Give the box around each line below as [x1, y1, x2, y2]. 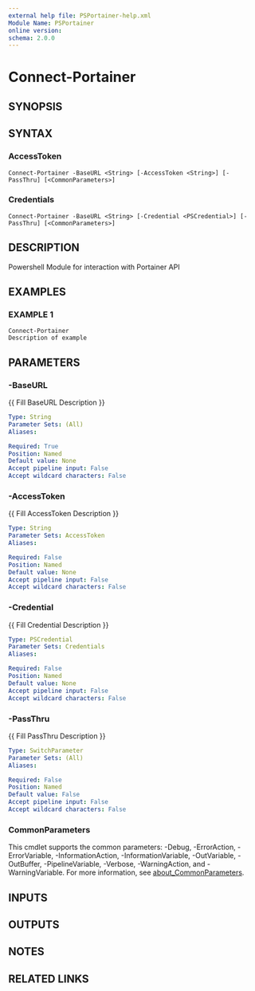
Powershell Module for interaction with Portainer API [8, 262, 181, 272]
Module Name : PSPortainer [8, 19, 94, 27]
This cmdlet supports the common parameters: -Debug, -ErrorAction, [8, 842, 237, 852]
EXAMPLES [8, 285, 66, 299]
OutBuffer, [8, 860, 42, 869]
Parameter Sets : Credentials [8, 643, 105, 651]
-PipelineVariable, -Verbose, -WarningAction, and [43, 860, 206, 869]
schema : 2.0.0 [8, 33, 56, 42]
